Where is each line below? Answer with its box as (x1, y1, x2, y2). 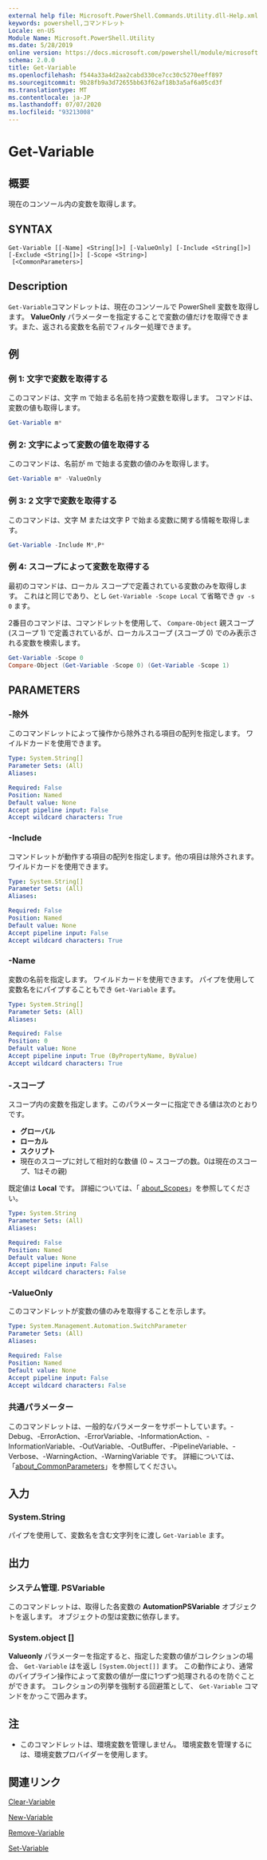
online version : (8, 49, 62, 57)
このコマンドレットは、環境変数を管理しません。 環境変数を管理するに (19, 1739, 253, 1750)
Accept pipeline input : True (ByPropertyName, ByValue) (8, 1052, 198, 1060)
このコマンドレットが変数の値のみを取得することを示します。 (8, 1306, 210, 1316)
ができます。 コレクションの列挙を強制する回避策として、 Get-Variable (8, 1681, 243, 1691)
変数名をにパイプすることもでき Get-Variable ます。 (8, 984, 180, 994)
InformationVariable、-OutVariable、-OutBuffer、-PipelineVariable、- (8, 1441, 237, 1451)
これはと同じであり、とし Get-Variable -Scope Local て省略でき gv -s (23, 590, 255, 600)
